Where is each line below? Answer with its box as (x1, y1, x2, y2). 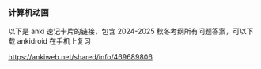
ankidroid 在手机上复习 (17, 36, 92, 46)
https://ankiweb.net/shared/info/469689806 (8, 52, 153, 62)
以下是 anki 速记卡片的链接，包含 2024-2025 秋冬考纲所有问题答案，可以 (8, 26, 247, 36)
